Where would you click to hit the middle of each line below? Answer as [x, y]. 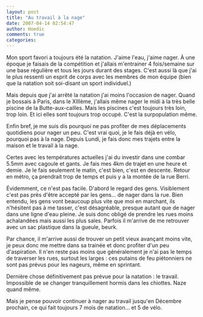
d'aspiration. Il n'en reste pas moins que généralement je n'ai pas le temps [99, 252]
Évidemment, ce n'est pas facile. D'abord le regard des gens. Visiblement [98, 188]
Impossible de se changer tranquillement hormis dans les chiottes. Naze [96, 283]
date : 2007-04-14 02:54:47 [40, 23]
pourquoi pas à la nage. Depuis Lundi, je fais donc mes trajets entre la [93, 139]
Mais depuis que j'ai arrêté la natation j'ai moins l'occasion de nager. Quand [101, 95]
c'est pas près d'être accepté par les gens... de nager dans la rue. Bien [95, 195]
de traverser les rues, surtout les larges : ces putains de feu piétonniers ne [99, 258]
